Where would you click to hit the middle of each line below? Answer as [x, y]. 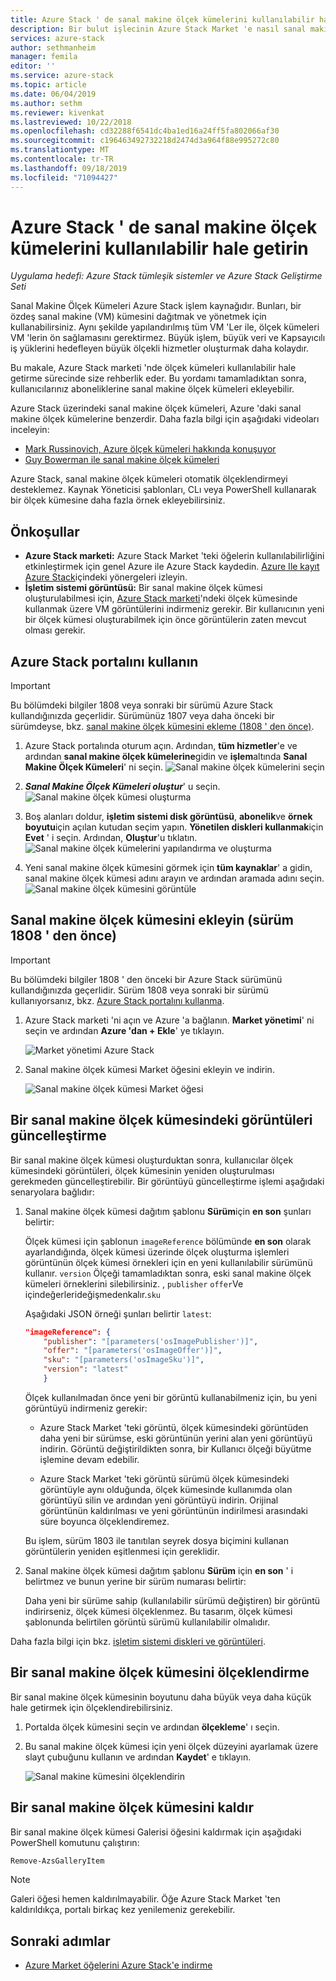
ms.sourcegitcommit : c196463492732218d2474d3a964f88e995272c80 [145, 141]
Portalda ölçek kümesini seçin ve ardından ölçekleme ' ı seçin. [152, 1727]
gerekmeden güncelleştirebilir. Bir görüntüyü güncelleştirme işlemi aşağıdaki [167, 1181]
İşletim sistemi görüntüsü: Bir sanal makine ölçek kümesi [143, 588]
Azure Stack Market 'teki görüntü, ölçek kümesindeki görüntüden [174, 1427]
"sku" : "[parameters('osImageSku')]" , [124, 1360]
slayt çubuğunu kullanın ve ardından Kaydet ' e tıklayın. [138, 1757]
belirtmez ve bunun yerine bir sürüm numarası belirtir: [135, 1581]
